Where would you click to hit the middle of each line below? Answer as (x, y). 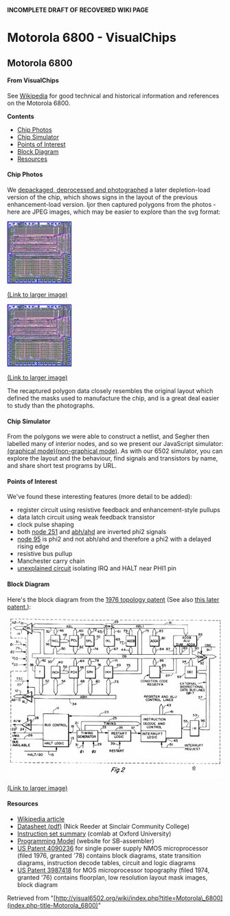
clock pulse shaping (45, 524)
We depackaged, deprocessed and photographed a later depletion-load (109, 190)
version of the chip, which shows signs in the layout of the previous (102, 197)
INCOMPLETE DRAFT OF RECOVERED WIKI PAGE (78, 10)
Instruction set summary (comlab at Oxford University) (94, 834)
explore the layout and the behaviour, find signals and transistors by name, (113, 458)
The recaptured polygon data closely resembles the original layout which (110, 390)
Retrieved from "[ (32, 898)
